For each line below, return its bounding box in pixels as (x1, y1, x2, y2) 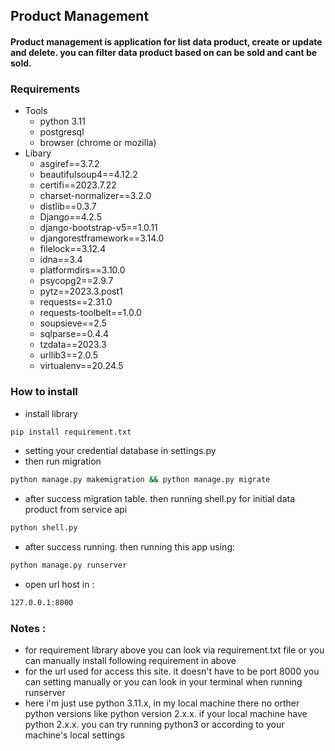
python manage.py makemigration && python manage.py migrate (10, 475, 271, 485)
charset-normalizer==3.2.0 (39, 190, 152, 202)
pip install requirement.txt (10, 427, 132, 437)
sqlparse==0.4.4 (39, 328, 110, 340)
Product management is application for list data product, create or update (10, 35, 323, 48)
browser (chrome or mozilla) (39, 137, 157, 149)
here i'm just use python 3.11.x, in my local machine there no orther (24, 697, 300, 709)
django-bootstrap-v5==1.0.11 (39, 222, 158, 234)
